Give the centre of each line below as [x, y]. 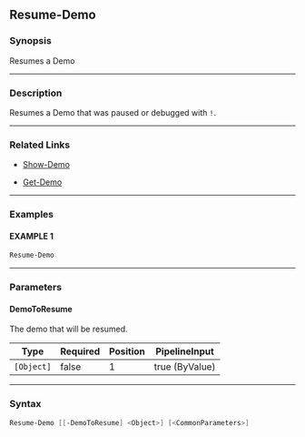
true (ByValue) [185, 367]
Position [127, 351]
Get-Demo [42, 182]
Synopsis [30, 41]
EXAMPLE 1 [32, 236]
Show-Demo [46, 165]
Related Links [40, 145]
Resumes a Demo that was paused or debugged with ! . [113, 112]
